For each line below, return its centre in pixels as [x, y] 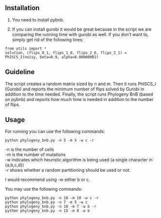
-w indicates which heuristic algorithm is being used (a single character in [79, 160]
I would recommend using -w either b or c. [48, 179]
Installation [22, 8]
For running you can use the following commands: [55, 132]
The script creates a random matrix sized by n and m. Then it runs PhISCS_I [80, 84]
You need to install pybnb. [38, 20]
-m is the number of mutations [35, 155]
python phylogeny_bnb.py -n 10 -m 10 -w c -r [52, 198]
